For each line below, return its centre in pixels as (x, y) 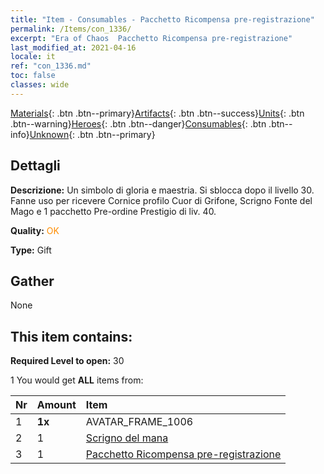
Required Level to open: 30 (67, 361)
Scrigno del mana (127, 438)
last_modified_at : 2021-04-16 (73, 47)
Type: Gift (31, 250)
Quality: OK (35, 230)
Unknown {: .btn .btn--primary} (92, 134)
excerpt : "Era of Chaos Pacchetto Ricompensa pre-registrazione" (151, 38)
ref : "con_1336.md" (51, 66)
